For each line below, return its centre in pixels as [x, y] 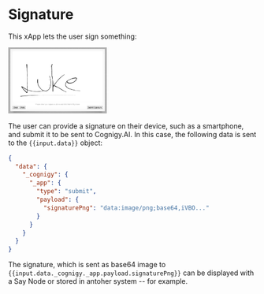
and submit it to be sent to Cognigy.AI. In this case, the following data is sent [132, 134]
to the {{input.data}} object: [56, 143]
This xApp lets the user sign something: [73, 36]
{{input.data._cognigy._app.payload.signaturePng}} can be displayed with [131, 273]
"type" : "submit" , [67, 192]
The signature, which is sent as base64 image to [87, 265]
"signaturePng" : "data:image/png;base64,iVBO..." [126, 208]
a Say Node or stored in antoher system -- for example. [98, 281]
